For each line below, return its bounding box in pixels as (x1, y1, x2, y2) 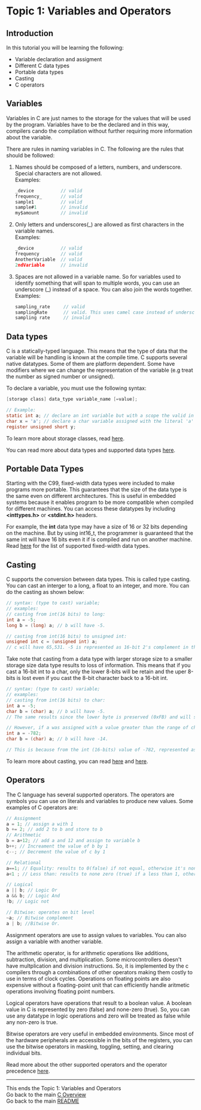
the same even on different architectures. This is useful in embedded (6, 493, 176, 500)
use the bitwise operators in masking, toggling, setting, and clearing (6, 1043, 173, 1050)
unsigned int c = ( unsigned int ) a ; (6, 638, 98, 645)
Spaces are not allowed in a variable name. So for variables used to (14, 273, 181, 280)
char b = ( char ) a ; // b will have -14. (6, 736, 109, 742)
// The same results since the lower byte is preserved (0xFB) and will (6, 714, 191, 720)
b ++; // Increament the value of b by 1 (6, 843, 109, 849)
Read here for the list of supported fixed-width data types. (6, 542, 150, 550)
